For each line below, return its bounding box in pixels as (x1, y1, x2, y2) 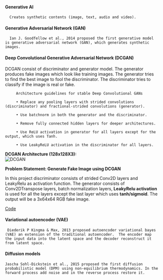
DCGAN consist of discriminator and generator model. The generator (5, 66, 144, 72)
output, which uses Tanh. (5, 134, 58, 139)
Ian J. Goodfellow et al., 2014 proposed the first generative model (9, 36, 154, 41)
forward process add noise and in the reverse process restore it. (5, 270, 145, 276)
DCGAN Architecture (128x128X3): (5, 151, 77, 157)
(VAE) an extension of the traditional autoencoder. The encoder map (5, 232, 152, 237)
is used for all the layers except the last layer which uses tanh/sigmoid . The (5, 191, 158, 197)
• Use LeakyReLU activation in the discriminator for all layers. (16, 142, 154, 147)
